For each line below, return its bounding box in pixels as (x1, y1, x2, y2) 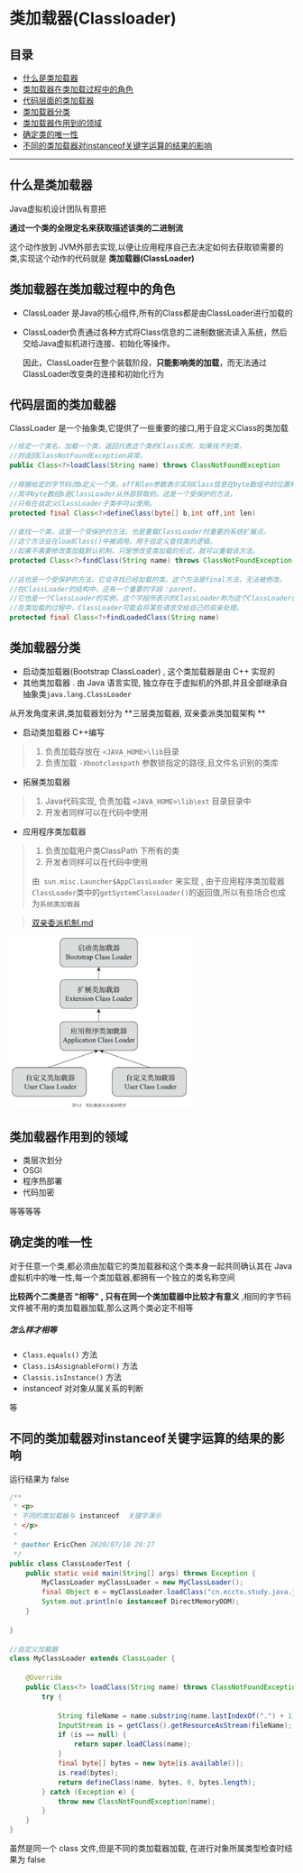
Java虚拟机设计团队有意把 (9, 203, 106, 214)
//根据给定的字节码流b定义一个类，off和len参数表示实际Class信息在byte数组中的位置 (9, 480, 290, 489)
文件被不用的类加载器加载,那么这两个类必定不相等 (9, 1302, 194, 1313)
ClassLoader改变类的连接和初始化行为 (22, 368, 165, 379)
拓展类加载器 (22, 776, 70, 787)
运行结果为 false (9, 1474, 69, 1484)
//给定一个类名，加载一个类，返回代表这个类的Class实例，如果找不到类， (9, 442, 246, 451)
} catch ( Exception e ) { (41, 1787, 135, 1796)
